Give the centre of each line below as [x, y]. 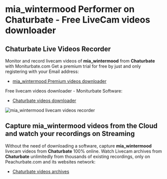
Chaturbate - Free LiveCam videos [78, 20]
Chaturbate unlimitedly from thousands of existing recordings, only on [78, 156]
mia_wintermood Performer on [70, 9]
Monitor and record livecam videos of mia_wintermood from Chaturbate [80, 61]
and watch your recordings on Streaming [70, 134]
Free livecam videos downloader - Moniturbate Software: [64, 91]
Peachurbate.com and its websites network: [50, 161]
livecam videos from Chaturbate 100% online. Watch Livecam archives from [83, 151]
